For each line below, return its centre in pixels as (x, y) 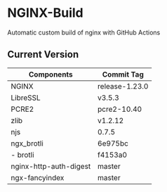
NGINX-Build (45, 13)
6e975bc (113, 143)
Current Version (43, 55)
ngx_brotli (27, 143)
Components (51, 74)
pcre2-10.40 (120, 109)
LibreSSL (26, 98)
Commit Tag (123, 74)
